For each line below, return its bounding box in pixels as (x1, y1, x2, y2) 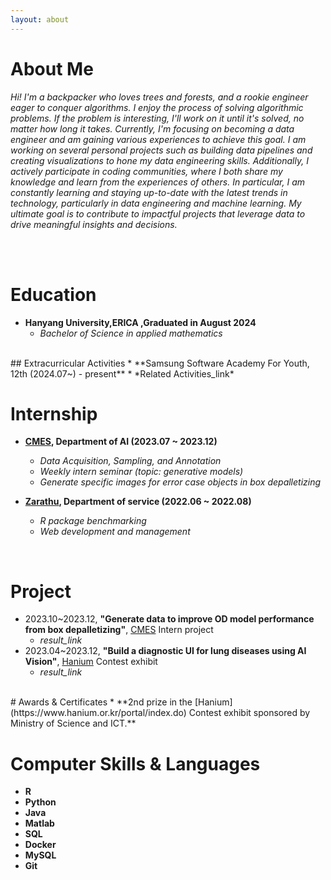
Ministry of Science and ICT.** (10, 717, 137, 730)
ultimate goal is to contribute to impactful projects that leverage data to (10, 207, 306, 220)
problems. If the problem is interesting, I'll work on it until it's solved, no (10, 112, 305, 124)
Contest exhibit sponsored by (188, 707, 311, 719)
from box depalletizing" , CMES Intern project (24, 624, 214, 636)
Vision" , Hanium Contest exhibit (24, 656, 158, 668)
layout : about (10, 14, 70, 25)
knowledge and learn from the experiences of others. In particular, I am (10, 176, 305, 188)
